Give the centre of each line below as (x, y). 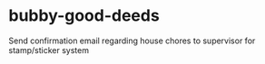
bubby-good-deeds (84, 16)
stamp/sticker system (49, 50)
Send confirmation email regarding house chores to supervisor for (132, 41)
